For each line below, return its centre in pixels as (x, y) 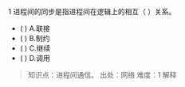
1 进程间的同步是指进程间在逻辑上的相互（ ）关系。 (92, 11)
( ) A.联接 (35, 28)
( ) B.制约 (35, 38)
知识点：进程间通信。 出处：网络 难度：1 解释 (102, 75)
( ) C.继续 (35, 48)
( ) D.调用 (35, 58)
